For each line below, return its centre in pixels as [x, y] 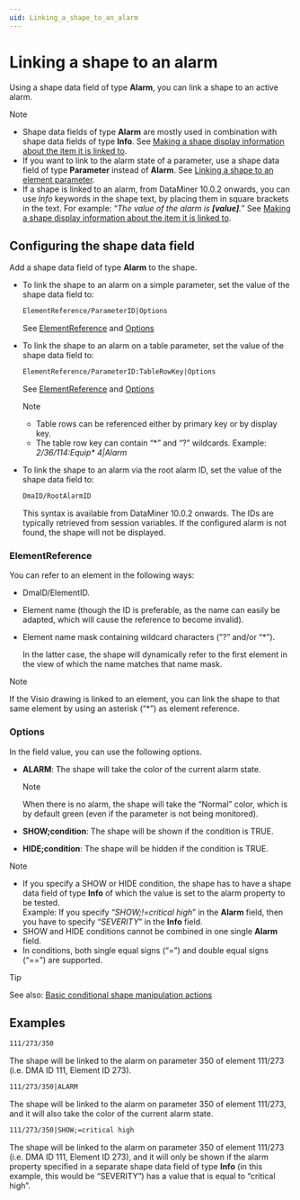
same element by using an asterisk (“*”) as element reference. [124, 708]
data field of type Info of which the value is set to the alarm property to [154, 893]
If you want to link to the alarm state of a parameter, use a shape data [151, 160]
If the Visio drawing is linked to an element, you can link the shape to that [145, 699]
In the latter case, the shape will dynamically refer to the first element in [154, 654]
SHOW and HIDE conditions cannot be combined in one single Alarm [150, 931]
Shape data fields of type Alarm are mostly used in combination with [150, 131]
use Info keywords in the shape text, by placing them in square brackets [155, 198]
